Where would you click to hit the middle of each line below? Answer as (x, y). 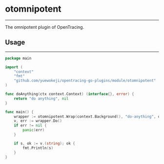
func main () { (20, 112)
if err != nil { (31, 125)
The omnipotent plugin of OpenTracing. (45, 27)
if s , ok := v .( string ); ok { (45, 143)
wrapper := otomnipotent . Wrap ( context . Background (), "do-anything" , (85, 116)
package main (18, 58)
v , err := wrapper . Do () (38, 121)
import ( (14, 67)
